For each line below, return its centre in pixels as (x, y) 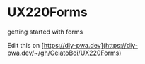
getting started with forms (45, 32)
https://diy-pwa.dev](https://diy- (91, 45)
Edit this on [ (26, 45)
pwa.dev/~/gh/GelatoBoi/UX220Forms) (64, 53)
